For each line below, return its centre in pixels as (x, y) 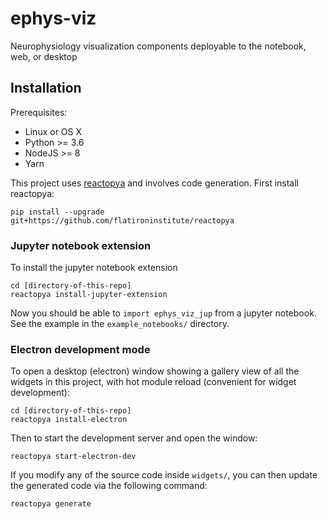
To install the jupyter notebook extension (94, 268)
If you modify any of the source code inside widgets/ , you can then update (164, 475)
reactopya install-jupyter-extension (89, 295)
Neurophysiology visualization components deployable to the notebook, (158, 46)
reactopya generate (51, 504)
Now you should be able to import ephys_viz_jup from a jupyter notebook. (163, 313)
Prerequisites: (39, 112)
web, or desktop (44, 56)
